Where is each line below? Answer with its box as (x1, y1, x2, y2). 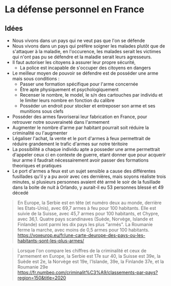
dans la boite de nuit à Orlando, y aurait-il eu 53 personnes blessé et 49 (12, 184, 164, 190)
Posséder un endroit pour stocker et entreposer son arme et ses (19, 103, 156, 108)
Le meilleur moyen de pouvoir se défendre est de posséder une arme (12, 70, 159, 76)
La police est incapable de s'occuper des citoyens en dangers (19, 65, 152, 71)
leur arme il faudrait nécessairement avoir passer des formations (12, 157, 149, 163)
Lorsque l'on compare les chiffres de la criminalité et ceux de (17, 248, 147, 254)
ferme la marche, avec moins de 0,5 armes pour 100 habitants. (17, 227, 149, 233)
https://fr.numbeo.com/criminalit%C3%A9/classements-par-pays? (17, 270, 158, 275)
